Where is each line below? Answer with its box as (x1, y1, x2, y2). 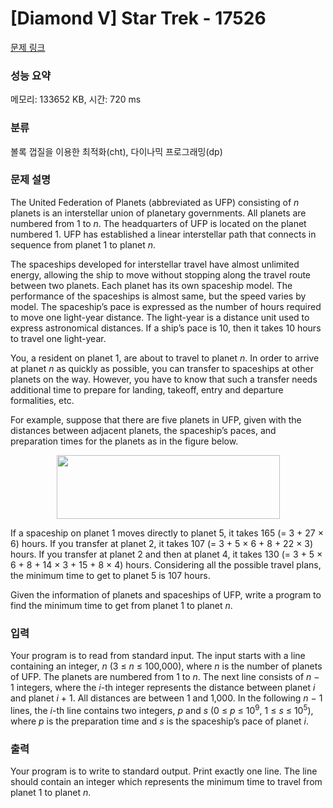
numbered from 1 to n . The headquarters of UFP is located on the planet (10, 217, 307, 229)
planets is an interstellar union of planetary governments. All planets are (10, 207, 307, 219)
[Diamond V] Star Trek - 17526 (10, 7, 267, 30)
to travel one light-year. (10, 332, 107, 344)
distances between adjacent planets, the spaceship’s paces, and (10, 424, 277, 436)
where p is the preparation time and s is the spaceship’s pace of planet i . (10, 715, 310, 727)
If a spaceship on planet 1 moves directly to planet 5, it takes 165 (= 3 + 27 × (10, 527, 324, 539)
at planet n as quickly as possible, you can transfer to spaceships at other (10, 362, 315, 374)
